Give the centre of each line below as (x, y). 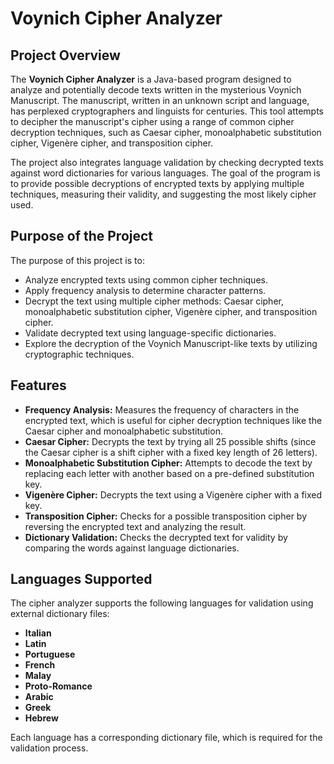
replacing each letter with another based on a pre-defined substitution (169, 473)
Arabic (39, 697)
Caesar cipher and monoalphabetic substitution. (123, 431)
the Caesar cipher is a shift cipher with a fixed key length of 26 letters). (171, 452)
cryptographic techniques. (79, 354)
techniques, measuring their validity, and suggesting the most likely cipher (163, 194)
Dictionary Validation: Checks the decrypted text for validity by (156, 537)
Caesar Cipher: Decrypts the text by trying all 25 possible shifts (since (170, 441)
